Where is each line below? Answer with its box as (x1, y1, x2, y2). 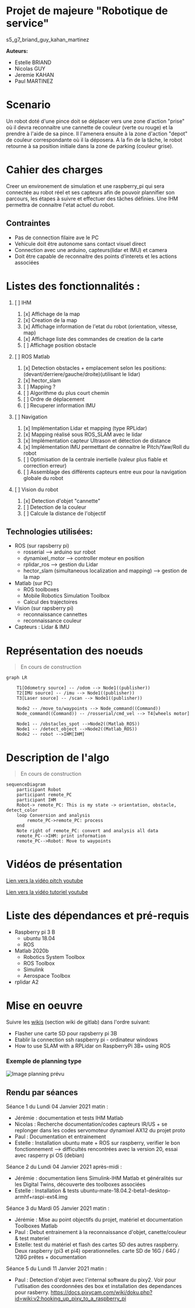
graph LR (6, 675, 28, 681)
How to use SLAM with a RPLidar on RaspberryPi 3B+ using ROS (14, 1042, 171, 1049)
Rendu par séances (6, 1087, 78, 1097)
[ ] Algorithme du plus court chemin (23, 389, 110, 396)
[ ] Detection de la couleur (23, 504, 87, 511)
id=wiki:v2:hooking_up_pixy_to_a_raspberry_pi (14, 1295, 126, 1302)
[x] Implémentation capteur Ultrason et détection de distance (23, 437, 171, 444)
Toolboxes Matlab (14, 1222, 58, 1229)
